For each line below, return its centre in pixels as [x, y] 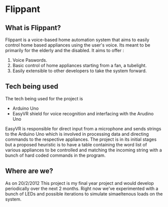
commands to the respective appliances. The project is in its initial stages [81, 139]
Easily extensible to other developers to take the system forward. [79, 71]
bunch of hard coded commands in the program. [55, 155]
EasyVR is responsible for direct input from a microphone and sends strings [83, 128]
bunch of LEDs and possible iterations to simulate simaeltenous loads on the [84, 193]
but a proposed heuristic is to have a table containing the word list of [76, 144]
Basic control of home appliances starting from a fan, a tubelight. [79, 65]
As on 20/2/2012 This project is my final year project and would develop [79, 183]
